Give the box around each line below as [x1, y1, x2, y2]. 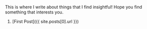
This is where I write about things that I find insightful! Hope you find [5, 4, 143, 10]
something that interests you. [5, 9, 64, 15]
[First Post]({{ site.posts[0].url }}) [12, 19, 79, 24]
